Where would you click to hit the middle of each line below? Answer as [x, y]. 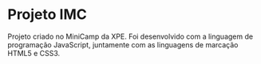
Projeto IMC [47, 15]
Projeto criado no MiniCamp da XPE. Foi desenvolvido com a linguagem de [130, 36]
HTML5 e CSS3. [34, 53]
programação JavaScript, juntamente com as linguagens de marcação [123, 44]
